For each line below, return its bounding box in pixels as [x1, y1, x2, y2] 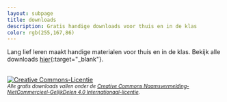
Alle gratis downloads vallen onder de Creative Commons [7, 83, 143, 90]
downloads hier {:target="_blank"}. [7, 55, 104, 64]
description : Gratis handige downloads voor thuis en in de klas [7, 23, 197, 29]
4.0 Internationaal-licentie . [77, 89, 140, 96]
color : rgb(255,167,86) [7, 29, 75, 36]
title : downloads [7, 16, 57, 23]
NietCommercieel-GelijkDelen [7, 89, 77, 96]
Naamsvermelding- [143, 83, 189, 90]
